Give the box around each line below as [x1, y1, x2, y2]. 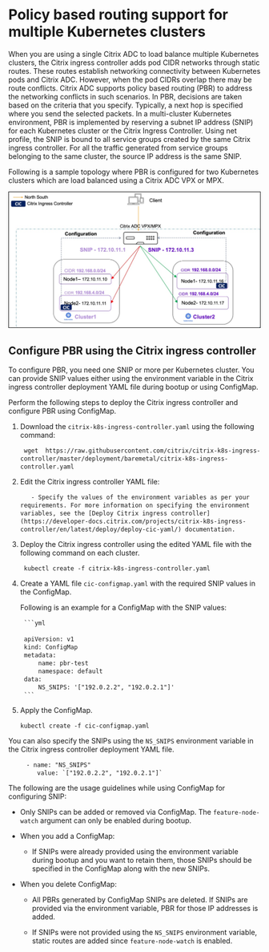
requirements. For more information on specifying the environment [19, 501, 250, 509]
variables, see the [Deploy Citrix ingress [19, 509, 168, 517]
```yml [23, 619, 46, 627]
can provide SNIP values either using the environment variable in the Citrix [8, 373, 254, 383]
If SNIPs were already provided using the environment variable [31, 846, 239, 856]
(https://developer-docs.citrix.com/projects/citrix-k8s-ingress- [19, 517, 247, 525]
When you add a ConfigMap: [19, 831, 115, 841]
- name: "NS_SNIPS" [26, 760, 91, 769]
